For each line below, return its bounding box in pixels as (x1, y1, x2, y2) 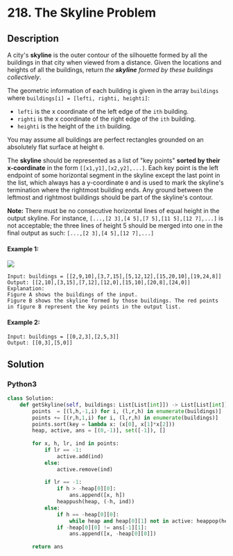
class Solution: (7, 395, 54, 402)
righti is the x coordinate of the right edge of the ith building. (17, 115, 196, 123)
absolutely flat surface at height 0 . (7, 143, 105, 151)
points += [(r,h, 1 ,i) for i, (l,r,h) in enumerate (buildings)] (32, 414, 218, 421)
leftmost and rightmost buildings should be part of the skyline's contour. (7, 193, 214, 201)
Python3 (7, 379, 37, 389)
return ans (32, 544, 64, 550)
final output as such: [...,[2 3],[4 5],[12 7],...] (7, 229, 155, 237)
